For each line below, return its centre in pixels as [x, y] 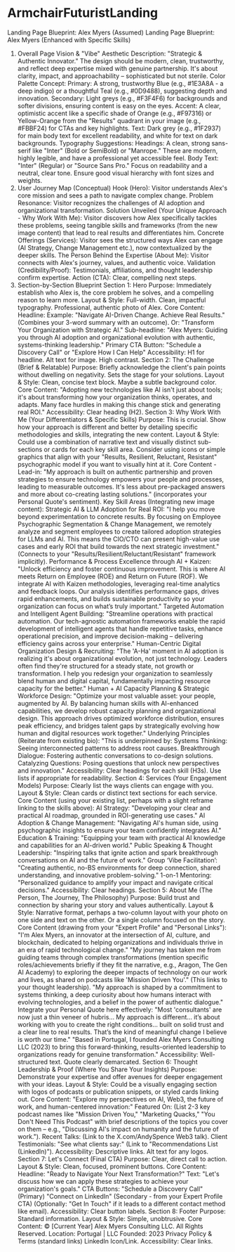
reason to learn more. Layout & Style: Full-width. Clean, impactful [112, 299]
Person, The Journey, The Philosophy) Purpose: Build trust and [108, 897]
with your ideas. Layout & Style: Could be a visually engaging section [117, 1084]
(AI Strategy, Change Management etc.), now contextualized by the [115, 247]
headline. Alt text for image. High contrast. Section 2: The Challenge [116, 359]
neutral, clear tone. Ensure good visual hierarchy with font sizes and [116, 173]
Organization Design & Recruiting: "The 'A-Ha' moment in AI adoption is [121, 651]
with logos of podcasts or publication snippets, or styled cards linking [118, 1092]
